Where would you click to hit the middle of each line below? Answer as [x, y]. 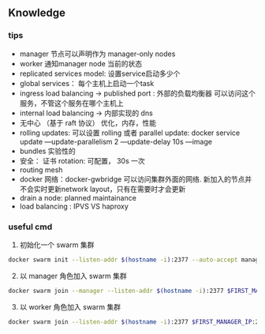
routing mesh [41, 170]
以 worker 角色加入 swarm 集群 [70, 306]
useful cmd [30, 227]
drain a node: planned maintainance [78, 197]
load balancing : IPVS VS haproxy [74, 206]
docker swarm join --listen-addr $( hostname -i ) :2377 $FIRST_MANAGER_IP [130, 322]
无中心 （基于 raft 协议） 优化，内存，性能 [88, 122]
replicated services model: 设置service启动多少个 [100, 73]
